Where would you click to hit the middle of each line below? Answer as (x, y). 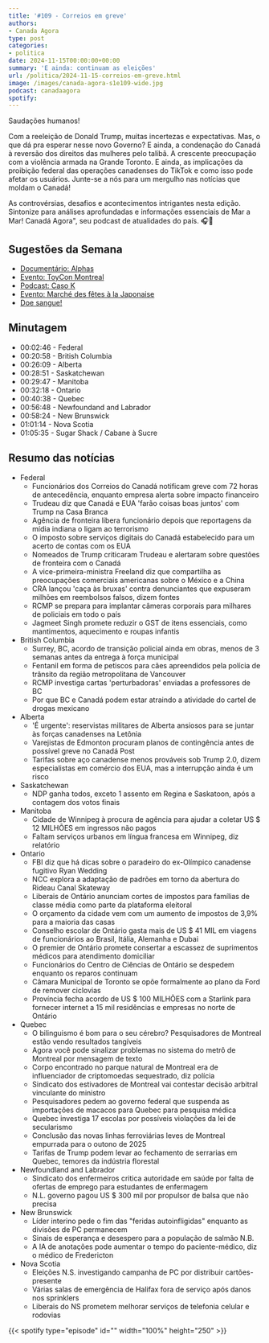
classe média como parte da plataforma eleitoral (112, 905)
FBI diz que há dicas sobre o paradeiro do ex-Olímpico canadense (141, 862)
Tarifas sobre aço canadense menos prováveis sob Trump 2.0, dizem (146, 759)
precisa (45, 1204)
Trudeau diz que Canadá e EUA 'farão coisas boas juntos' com (135, 503)
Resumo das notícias (61, 458)
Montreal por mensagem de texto (87, 1058)
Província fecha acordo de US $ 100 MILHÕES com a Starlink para (141, 999)
